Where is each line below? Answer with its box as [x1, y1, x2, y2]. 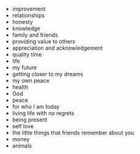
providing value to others [12, 38, 75, 45]
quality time [12, 51, 42, 58]
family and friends [12, 31, 58, 39]
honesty [12, 18, 34, 25]
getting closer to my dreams [12, 71, 84, 77]
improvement [12, 6, 46, 12]
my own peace [12, 77, 50, 84]
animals [12, 142, 32, 149]
